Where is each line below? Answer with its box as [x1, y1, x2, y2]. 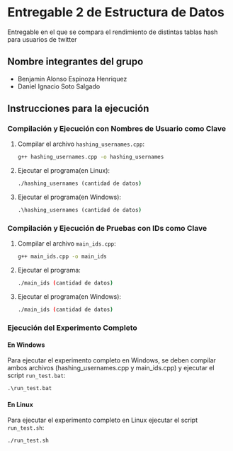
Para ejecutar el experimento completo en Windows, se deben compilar [7, 356, 216, 365]
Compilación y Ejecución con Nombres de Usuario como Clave [7, 124, 227, 134]
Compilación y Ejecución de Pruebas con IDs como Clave [7, 223, 208, 233]
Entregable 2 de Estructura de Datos [7, 4, 225, 21]
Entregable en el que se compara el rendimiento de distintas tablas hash [7, 28, 218, 36]
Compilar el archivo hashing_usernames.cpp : [17, 139, 145, 149]
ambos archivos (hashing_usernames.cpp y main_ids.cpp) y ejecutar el [7, 364, 215, 372]
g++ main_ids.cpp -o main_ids [17, 253, 108, 261]
